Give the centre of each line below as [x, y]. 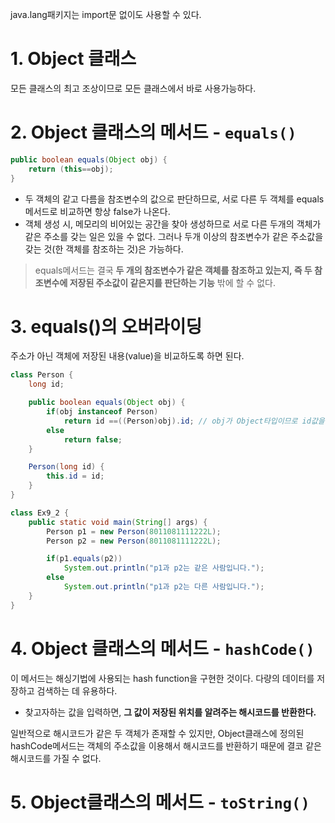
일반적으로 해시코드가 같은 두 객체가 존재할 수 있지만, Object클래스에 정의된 [157, 733]
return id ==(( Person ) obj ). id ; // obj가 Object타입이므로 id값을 [194, 421]
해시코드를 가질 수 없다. [56, 758]
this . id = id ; [75, 476]
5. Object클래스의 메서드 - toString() [160, 802]
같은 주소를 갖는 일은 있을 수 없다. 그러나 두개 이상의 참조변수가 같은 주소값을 [174, 236]
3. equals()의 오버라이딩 [106, 326]
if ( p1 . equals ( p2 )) [84, 559]
